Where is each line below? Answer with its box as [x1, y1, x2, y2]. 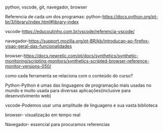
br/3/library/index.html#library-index [5, 19, 79, 25]
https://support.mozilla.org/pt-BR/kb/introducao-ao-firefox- [29, 38, 150, 44]
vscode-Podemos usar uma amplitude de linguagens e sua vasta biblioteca [5, 102, 158, 108]
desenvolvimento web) [5, 93, 52, 99]
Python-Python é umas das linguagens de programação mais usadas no [5, 82, 152, 88]
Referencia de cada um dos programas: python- [5, 14, 102, 19]
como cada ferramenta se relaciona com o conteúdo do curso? [5, 73, 133, 78]
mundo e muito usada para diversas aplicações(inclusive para [5, 88, 131, 93]
